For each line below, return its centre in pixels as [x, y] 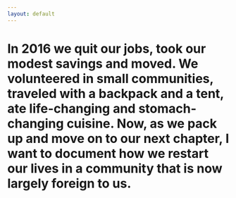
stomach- [168, 108]
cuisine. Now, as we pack [142, 123]
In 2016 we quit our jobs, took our [107, 48]
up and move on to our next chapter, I [118, 138]
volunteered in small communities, [110, 79]
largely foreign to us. [69, 183]
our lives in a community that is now [115, 168]
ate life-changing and [72, 108]
